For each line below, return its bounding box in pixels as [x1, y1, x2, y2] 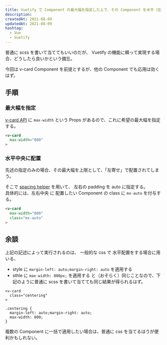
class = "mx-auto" [9, 216, 43, 221]
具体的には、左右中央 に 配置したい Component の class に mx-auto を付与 [5, 190, 157, 196]
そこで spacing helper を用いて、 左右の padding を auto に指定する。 [5, 184, 148, 190]
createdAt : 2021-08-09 [5, 16, 52, 21]
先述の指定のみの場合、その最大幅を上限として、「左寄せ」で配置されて [5, 167, 151, 173]
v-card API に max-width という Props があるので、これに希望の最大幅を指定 [5, 116, 161, 122]
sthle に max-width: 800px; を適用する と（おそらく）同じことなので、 [12, 272, 157, 278]
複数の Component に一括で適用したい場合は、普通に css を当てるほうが [5, 328, 155, 334]
